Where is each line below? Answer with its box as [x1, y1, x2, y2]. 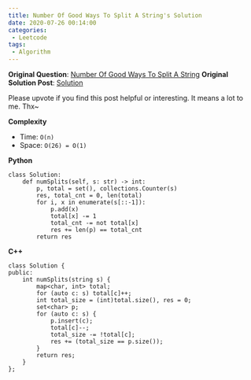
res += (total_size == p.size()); [50, 338, 164, 345]
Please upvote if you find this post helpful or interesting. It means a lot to [8, 94, 244, 102]
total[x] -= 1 [50, 212, 97, 220]
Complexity [8, 117, 47, 126]
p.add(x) [50, 205, 79, 213]
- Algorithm [11, 48, 51, 56]
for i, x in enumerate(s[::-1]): [36, 198, 146, 206]
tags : [8, 41, 26, 49]
